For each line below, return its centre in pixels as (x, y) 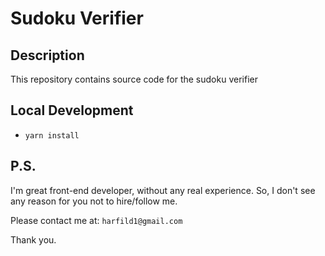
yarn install (52, 135)
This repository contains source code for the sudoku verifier (134, 79)
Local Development (72, 110)
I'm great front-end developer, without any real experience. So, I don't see (163, 190)
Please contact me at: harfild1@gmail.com (96, 220)
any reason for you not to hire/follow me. (94, 201)
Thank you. (33, 239)
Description (47, 55)
